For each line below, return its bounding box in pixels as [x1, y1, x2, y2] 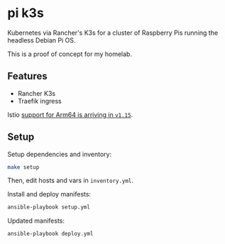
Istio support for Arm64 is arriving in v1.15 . [7, 110, 133, 118]
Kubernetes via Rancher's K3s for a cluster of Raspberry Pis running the [7, 28, 219, 37]
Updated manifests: [7, 216, 65, 225]
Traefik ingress [17, 96, 62, 105]
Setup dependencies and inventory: [7, 150, 112, 158]
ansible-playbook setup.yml [7, 204, 91, 211]
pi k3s [7, 5, 44, 21]
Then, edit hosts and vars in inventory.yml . [7, 176, 133, 185]
